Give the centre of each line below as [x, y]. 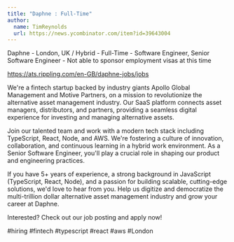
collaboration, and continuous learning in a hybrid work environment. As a [114, 146]
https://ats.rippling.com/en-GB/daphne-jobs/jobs [78, 74]
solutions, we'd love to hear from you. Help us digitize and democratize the [116, 189]
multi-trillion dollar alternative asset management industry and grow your [112, 197]
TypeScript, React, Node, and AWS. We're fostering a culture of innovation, [116, 138]
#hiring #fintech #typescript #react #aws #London [81, 231]
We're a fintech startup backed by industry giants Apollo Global [99, 87]
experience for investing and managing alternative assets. [91, 118]
